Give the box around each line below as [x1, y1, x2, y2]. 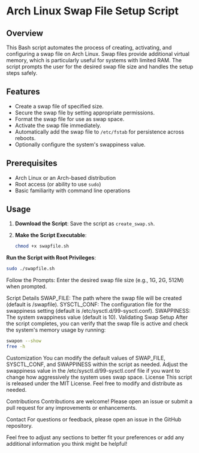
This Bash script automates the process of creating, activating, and [6, 44, 172, 51]
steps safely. [6, 70, 38, 76]
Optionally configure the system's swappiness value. [14, 141, 146, 148]
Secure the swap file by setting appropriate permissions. [14, 109, 155, 116]
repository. [6, 422, 33, 429]
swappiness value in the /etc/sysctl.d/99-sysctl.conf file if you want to [6, 367, 180, 374]
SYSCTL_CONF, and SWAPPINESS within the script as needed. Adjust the [6, 361, 188, 368]
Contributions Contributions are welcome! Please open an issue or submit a [6, 397, 193, 405]
